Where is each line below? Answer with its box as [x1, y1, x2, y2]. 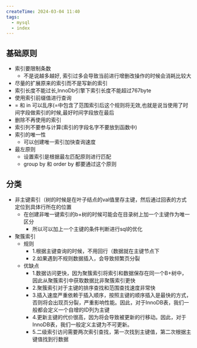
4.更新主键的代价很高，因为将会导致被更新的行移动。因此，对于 [32, 313, 186, 320]
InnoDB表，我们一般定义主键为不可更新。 [32, 321, 133, 328]
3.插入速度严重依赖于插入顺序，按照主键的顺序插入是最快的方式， [32, 292, 192, 299]
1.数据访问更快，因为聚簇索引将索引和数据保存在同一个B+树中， [32, 269, 187, 276]
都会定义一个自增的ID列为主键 [37, 306, 110, 313]
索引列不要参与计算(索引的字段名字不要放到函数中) [14, 124, 138, 131]
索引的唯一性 [14, 131, 46, 138]
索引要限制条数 [14, 65, 51, 72]
